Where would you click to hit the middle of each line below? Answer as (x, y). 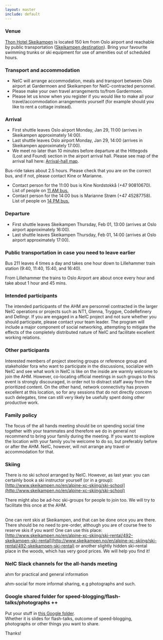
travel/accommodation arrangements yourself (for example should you (83, 102)
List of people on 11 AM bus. (40, 191)
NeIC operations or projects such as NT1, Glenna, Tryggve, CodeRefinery (78, 311)
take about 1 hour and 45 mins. (36, 283)
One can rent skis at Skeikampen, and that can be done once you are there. (81, 520)
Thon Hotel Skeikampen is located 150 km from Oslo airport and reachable (80, 42)
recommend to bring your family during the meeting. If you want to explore (80, 436)
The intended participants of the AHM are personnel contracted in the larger (81, 307)
